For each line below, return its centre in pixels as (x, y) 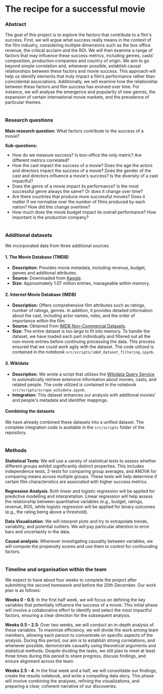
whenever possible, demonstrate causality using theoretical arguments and (81, 646)
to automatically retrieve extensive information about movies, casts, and (84, 379)
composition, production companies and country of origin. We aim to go (77, 61)
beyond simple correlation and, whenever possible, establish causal (73, 66)
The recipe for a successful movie (75, 9)
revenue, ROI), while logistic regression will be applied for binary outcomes (80, 507)
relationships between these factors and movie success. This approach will (81, 71)
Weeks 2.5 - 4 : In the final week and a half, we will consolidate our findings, (81, 671)
